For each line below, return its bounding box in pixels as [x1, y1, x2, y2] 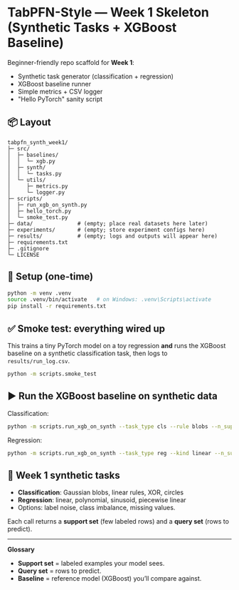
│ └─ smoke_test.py [7, 213, 69, 221]
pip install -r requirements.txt [7, 302, 107, 310]
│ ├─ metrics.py [7, 183, 69, 190]
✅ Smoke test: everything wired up [7, 322, 166, 335]
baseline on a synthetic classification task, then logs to [7, 349, 169, 357]
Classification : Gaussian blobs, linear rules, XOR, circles [17, 488, 184, 497]
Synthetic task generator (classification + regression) [17, 72, 174, 81]
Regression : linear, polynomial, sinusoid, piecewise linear [17, 496, 186, 504]
